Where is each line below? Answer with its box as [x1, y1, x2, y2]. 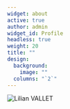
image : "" [19, 68, 49, 75]
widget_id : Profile [7, 29, 64, 37]
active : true [7, 17, 45, 24]
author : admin [7, 23, 49, 30]
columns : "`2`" [13, 75, 58, 82]
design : [7, 56, 30, 63]
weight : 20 [7, 43, 39, 50]
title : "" [7, 50, 36, 57]
